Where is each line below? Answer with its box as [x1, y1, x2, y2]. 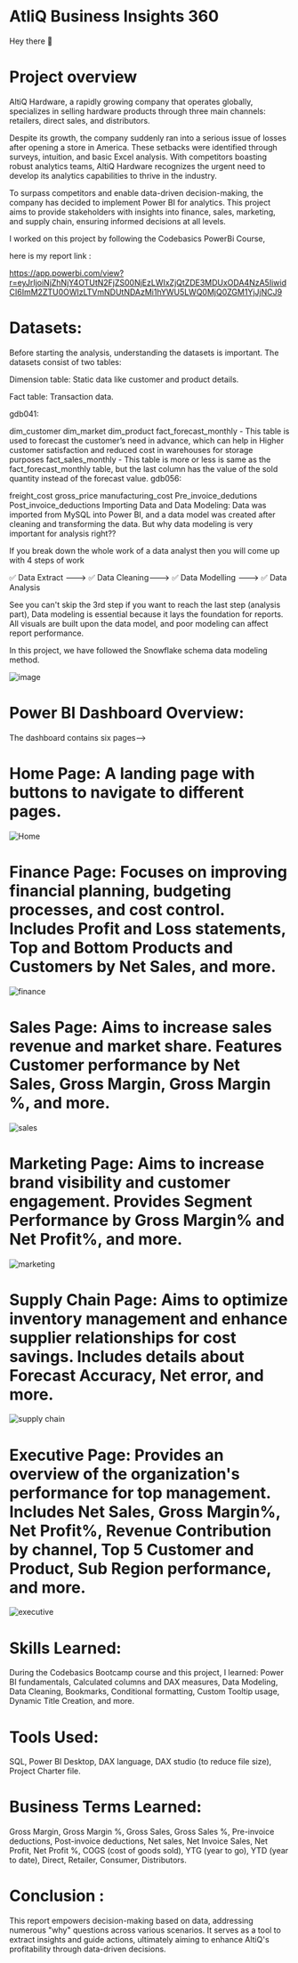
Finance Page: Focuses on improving [9, 862, 287, 882]
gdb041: [9, 408, 40, 419]
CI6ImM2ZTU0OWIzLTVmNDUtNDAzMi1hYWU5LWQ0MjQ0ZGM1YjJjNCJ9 [9, 287, 283, 297]
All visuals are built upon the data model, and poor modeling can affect [9, 618, 269, 629]
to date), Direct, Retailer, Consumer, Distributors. [9, 1854, 187, 1866]
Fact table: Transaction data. [9, 391, 114, 402]
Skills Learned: [9, 1638, 122, 1658]
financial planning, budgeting [9, 880, 231, 901]
